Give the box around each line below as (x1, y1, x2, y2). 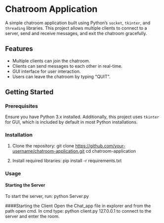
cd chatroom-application (85, 148, 136, 154)
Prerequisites (5, 103, 38, 110)
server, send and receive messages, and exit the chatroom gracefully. (5, 30, 147, 36)
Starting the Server (5, 182, 45, 188)
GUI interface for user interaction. (12, 68, 81, 74)
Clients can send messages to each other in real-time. (12, 63, 123, 69)
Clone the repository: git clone (12, 142, 74, 149)
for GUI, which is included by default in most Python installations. (5, 119, 138, 125)
